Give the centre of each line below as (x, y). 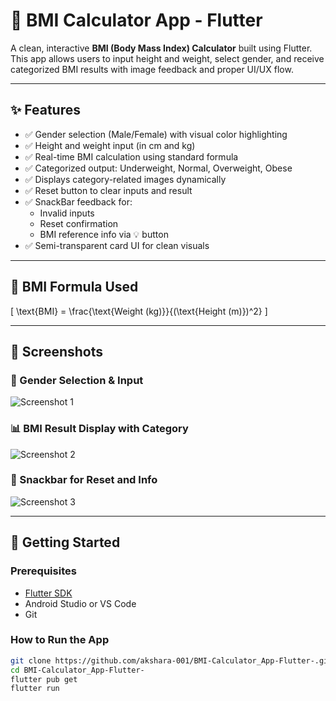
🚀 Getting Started (65, 542)
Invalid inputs (67, 213)
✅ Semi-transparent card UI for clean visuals (117, 245)
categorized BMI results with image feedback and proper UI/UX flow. (152, 69)
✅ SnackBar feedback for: (78, 201)
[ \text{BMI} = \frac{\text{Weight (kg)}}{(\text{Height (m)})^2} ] (139, 311)
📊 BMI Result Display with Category (99, 429)
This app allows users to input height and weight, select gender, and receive (167, 58)
